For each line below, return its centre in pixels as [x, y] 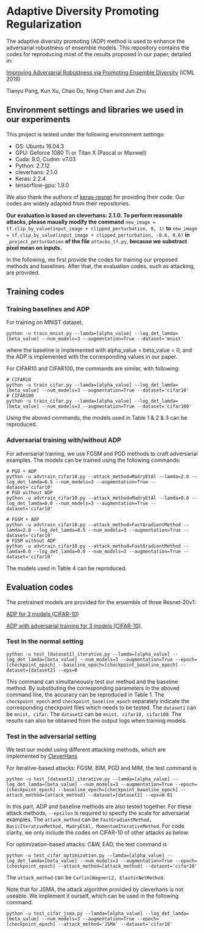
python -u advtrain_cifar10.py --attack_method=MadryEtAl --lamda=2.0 [98, 477]
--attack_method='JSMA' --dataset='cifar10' [115, 924]
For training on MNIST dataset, [45, 323]
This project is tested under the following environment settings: [86, 134]
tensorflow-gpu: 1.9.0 [42, 185]
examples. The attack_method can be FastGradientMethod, [79, 819]
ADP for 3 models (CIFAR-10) [43, 614]
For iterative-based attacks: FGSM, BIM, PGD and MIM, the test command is [101, 768]
